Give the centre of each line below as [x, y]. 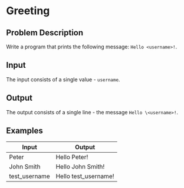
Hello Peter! [72, 157]
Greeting [28, 11]
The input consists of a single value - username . [63, 79]
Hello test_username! [85, 176]
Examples [24, 131]
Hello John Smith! [80, 167]
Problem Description [45, 33]
